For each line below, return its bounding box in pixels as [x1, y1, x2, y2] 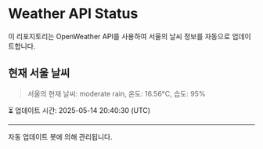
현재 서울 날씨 [8, 67, 70, 80]
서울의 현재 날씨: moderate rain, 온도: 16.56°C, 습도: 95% [27, 89, 206, 98]
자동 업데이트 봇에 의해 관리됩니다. [8, 132, 113, 141]
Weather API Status [8, 5, 139, 23]
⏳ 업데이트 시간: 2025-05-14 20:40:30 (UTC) [8, 105, 151, 114]
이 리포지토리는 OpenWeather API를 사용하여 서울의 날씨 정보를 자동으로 [8, 31, 231, 41]
